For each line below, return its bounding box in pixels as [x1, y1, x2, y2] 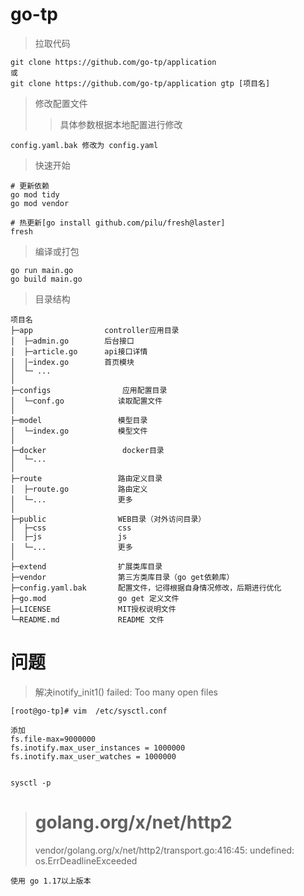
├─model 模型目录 [10, 415, 148, 425]
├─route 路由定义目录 [10, 473, 163, 483]
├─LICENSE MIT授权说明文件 [10, 604, 177, 614]
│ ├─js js [10, 531, 128, 542]
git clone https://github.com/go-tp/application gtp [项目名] [10, 78, 271, 88]
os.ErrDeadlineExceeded [34, 854, 138, 867]
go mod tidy [10, 189, 60, 200]
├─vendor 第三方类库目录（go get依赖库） [10, 572, 235, 582]
